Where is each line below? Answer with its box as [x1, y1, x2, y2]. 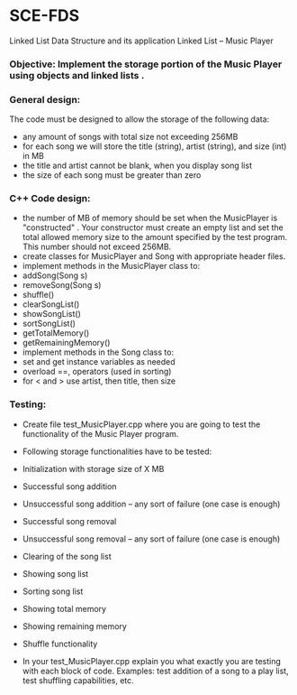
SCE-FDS [9, 5, 80, 26]
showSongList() [22, 309, 81, 320]
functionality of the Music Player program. [22, 428, 179, 439]
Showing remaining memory [22, 620, 128, 632]
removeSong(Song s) [22, 280, 102, 291]
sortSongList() [22, 318, 76, 329]
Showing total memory [22, 603, 106, 614]
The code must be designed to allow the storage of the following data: [9, 114, 270, 125]
